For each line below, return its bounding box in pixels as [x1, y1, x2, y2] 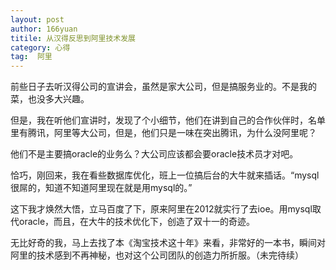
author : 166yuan [10, 24, 78, 34]
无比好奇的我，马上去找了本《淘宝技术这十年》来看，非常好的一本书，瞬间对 [10, 237, 326, 249]
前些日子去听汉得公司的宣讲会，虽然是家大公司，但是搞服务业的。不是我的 [10, 81, 317, 93]
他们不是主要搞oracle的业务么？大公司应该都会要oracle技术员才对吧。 [10, 148, 299, 160]
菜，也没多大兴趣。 [10, 93, 90, 105]
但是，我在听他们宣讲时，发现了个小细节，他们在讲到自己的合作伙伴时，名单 [10, 114, 326, 126]
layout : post [10, 14, 65, 25]
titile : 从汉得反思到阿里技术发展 [10, 33, 136, 43]
